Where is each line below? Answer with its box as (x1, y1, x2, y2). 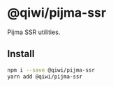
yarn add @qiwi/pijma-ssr (7, 73, 82, 80)
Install (7, 48, 35, 60)
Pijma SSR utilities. (7, 28, 61, 36)
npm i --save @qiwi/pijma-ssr (7, 66, 96, 74)
